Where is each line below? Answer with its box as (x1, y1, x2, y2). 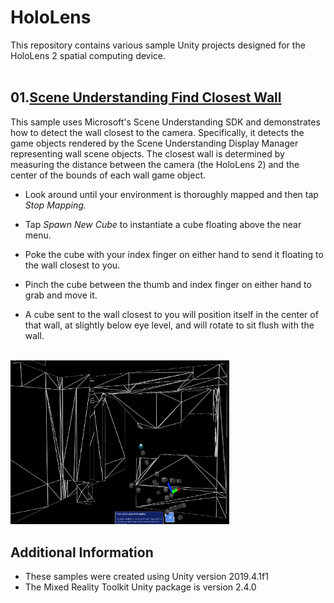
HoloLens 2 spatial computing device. (10, 49, 167, 61)
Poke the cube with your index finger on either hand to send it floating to (24, 248, 324, 260)
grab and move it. (24, 289, 98, 301)
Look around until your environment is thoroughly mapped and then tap (24, 188, 319, 200)
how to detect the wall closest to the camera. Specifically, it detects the (10, 126, 305, 138)
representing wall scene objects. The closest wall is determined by (10, 147, 285, 160)
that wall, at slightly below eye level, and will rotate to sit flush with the (24, 319, 315, 331)
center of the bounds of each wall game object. (10, 169, 206, 181)
